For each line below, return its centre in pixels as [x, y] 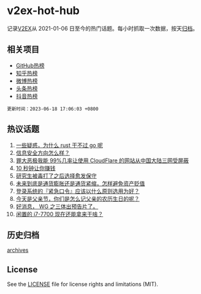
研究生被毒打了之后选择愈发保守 [56, 176]
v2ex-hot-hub [44, 11]
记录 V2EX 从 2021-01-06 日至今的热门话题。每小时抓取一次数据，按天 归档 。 [103, 28]
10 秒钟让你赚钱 [36, 168]
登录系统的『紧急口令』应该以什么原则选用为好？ [78, 191]
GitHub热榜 [30, 66]
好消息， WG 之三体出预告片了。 [57, 206]
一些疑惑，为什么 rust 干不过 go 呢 [59, 145]
